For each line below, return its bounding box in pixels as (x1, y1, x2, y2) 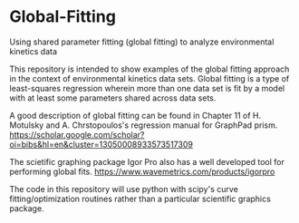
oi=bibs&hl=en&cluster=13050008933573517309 (9, 139, 193, 150)
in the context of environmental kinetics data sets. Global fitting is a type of (9, 73, 290, 83)
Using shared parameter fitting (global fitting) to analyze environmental (9, 36, 275, 47)
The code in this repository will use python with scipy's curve (9, 183, 238, 194)
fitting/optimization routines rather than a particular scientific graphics (9, 193, 272, 204)
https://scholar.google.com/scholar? (9, 129, 145, 140)
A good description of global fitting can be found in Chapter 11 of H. (9, 110, 261, 121)
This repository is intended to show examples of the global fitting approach (9, 63, 290, 74)
